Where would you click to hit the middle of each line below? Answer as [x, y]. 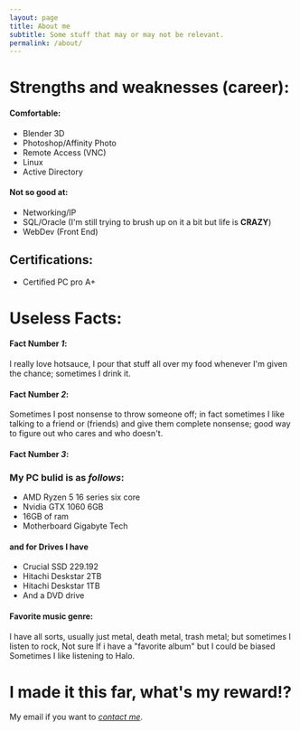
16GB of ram [46, 517]
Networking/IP [49, 212]
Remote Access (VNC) [64, 152]
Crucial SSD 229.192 [61, 567]
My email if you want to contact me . [76, 717]
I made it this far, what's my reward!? [150, 692]
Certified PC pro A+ [59, 282]
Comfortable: [35, 113]
